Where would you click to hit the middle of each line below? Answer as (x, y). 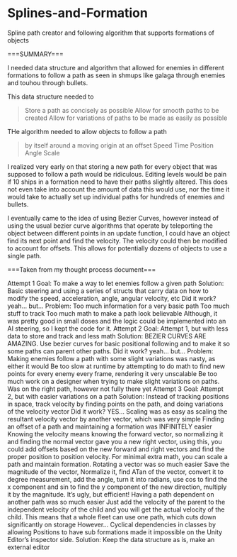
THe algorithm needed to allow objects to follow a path (87, 131)
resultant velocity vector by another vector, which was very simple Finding (116, 419)
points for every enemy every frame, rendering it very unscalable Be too (112, 373)
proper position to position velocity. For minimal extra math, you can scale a (117, 456)
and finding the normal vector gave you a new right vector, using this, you (115, 441)
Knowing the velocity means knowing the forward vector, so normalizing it (115, 434)
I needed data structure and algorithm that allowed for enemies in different (116, 67)
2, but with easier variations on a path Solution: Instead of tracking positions (118, 396)
